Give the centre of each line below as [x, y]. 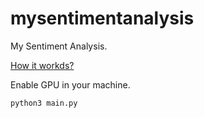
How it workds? [42, 65]
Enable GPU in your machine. [70, 84]
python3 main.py [44, 103]
